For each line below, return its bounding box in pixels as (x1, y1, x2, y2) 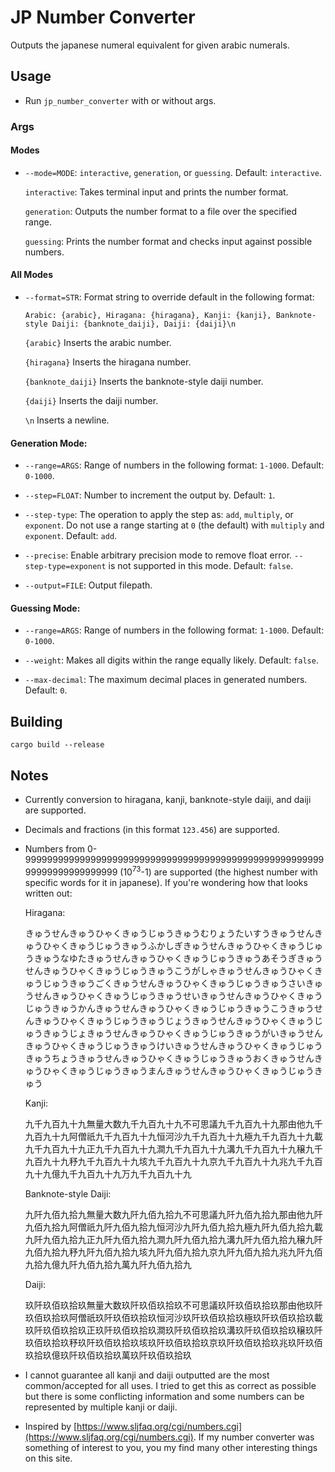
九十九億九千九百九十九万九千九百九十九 (24, 1167, 192, 1180)
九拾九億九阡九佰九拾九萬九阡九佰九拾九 (24, 1258, 192, 1270)
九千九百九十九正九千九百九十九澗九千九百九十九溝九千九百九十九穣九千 (24, 1142, 323, 1155)
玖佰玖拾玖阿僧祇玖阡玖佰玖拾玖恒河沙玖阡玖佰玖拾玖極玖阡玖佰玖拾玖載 (24, 1311, 323, 1323)
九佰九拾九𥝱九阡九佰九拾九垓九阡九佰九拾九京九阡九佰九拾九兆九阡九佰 (24, 1246, 323, 1258)
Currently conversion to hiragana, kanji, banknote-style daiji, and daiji (24, 794, 312, 806)
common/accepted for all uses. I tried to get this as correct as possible (24, 1379, 317, 1391)
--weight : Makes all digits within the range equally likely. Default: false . (24, 654, 319, 666)
